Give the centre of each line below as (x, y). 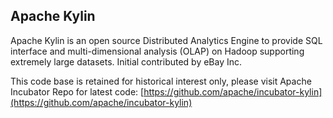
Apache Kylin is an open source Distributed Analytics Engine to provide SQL (166, 40)
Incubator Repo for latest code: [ (77, 91)
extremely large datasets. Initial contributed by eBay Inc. (126, 61)
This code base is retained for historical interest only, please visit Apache (161, 81)
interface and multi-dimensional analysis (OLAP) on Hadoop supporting (157, 51)
